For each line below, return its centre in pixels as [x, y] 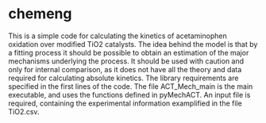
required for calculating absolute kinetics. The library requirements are [123, 78]
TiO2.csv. [24, 111]
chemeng [40, 14]
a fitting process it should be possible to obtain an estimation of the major [129, 52]
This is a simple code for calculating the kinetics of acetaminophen [118, 36]
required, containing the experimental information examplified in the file [125, 103]
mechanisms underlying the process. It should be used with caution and [126, 61]
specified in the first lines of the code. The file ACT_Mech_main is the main [131, 86]
